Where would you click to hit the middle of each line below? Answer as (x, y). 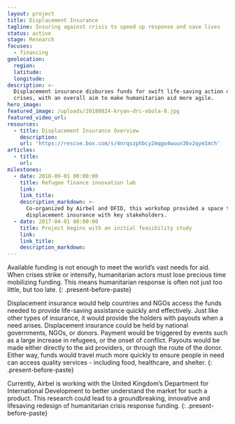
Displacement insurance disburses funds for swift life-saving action (119, 92)
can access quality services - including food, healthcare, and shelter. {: (110, 363)
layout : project (31, 14)
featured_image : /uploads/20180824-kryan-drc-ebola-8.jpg (93, 111)
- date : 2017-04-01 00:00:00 (56, 221)
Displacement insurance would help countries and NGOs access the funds (114, 303)
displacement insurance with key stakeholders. (97, 215)
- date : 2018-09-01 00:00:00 (56, 176)
